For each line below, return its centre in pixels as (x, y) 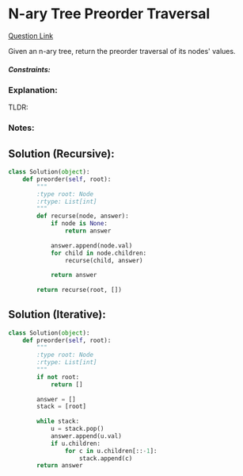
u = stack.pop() (77, 429)
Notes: (21, 128)
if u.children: (76, 443)
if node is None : (79, 224)
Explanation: (33, 90)
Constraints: (29, 69)
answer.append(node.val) (91, 246)
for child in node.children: (99, 253)
